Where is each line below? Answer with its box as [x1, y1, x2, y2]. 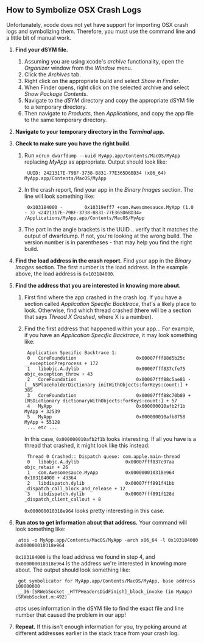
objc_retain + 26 [24, 464, 69, 470]
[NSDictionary [24, 398, 60, 404]
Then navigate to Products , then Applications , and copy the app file [24, 109, 194, 117]
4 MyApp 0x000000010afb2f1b [27, 403, 186, 409]
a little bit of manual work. [6, 34, 71, 42]
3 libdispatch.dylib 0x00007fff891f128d [27, 491, 175, 497]
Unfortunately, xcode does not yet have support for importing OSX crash [6, 21, 189, 28]
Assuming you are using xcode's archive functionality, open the [24, 57, 184, 65]
